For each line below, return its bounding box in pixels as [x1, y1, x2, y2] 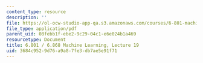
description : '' [6, 14, 47, 20]
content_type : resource [6, 8, 66, 15]
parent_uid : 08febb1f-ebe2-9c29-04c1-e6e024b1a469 [6, 31, 137, 37]
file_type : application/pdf [6, 25, 77, 32]
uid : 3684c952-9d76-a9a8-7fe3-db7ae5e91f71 [6, 48, 118, 54]
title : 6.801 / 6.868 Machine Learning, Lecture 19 [6, 43, 139, 49]
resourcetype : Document [6, 37, 66, 43]
